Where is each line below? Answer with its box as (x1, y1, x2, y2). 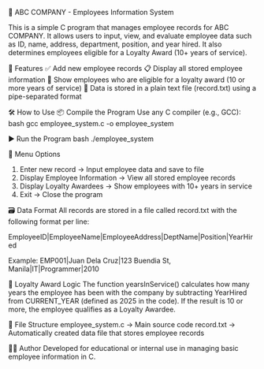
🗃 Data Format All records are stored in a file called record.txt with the (8, 206, 238, 214)
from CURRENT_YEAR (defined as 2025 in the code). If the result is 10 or (8, 296, 244, 305)
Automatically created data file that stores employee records (8, 328, 205, 337)
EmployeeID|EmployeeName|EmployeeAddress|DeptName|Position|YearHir (8, 233, 254, 241)
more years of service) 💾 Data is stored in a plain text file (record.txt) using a (8, 84, 256, 92)
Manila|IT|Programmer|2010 (8, 264, 100, 274)
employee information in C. (8, 352, 96, 361)
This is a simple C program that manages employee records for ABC (8, 23, 229, 32)
